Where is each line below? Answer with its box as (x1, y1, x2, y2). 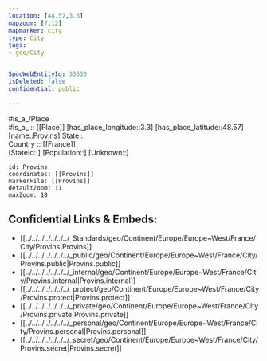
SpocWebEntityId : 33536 (8, 70, 88, 78)
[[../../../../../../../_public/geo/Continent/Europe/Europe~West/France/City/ (19, 250, 258, 260)
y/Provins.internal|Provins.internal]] (19, 276, 136, 285)
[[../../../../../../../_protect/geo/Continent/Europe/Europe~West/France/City (19, 284, 260, 294)
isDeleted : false (8, 77, 66, 85)
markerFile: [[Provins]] (8, 177, 91, 185)
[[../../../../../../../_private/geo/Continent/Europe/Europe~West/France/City (19, 301, 259, 311)
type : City (8, 33, 45, 42)
